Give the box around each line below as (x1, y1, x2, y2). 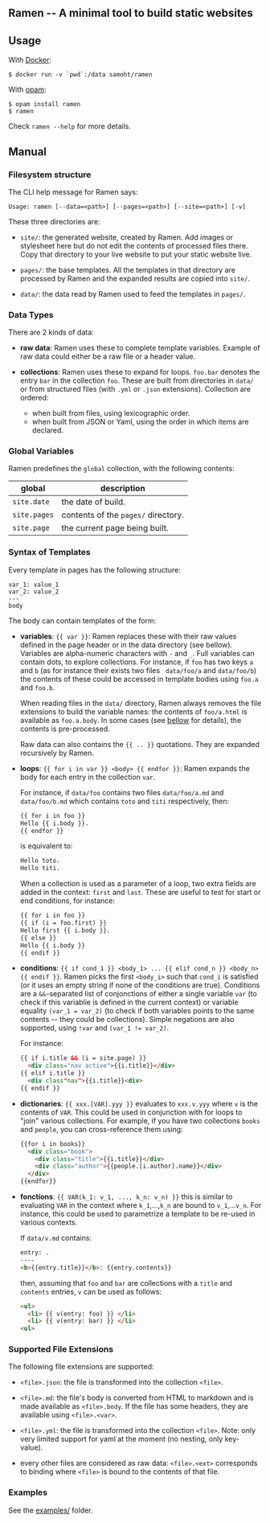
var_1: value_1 (8, 581, 59, 589)
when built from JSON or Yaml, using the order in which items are (31, 417, 249, 427)
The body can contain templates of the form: (8, 615, 157, 626)
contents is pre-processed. (19, 724, 110, 733)
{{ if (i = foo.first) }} (19, 919, 107, 927)
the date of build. (61, 496, 126, 507)
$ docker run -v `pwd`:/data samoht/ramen (8, 71, 153, 79)
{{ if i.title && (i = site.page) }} (19, 1054, 147, 1062)
